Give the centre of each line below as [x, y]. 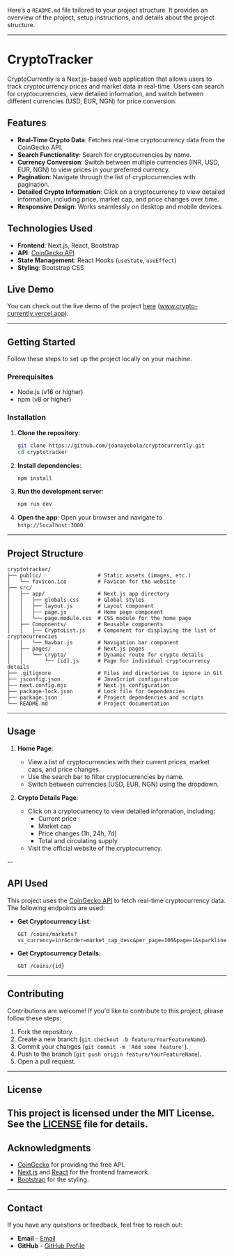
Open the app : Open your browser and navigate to [89, 517]
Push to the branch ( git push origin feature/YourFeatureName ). [109, 1054]
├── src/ [20, 588]
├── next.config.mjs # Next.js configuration [88, 686]
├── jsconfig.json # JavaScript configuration [93, 679]
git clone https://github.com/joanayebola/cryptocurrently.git [111, 446]
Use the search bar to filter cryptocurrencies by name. [106, 776]
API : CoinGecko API [46, 252]
